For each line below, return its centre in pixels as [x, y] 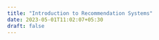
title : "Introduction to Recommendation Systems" [80, 13]
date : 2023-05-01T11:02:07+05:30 [55, 20]
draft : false [26, 26]
